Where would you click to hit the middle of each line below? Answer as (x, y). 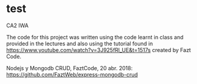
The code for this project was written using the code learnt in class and (95, 37)
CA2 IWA (18, 25)
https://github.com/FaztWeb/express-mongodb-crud (72, 74)
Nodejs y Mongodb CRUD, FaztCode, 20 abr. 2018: (69, 68)
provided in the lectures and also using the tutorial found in (79, 44)
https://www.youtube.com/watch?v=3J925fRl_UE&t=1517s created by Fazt (99, 50)
